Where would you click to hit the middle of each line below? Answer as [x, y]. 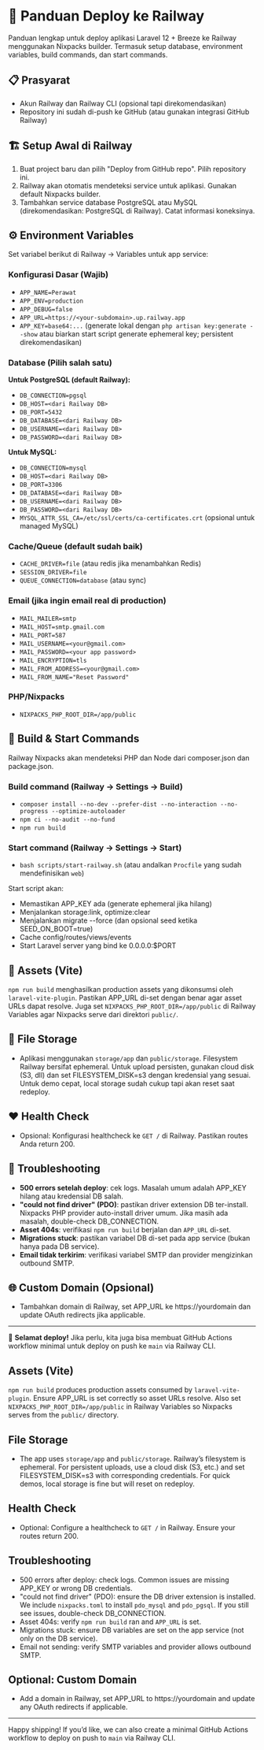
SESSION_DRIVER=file [53, 573]
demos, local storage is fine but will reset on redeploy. [107, 1484]
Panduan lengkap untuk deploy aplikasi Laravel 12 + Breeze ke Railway [123, 38]
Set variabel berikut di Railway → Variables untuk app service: [108, 255]
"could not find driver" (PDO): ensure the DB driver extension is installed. [137, 1596]
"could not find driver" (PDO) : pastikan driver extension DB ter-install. [134, 1204]
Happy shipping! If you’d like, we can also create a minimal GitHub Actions [128, 1730]
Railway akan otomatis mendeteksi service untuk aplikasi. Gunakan [128, 185]
